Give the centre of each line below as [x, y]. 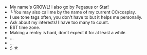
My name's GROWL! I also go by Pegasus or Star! [59, 7]
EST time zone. [25, 27]
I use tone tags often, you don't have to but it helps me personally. [76, 17]
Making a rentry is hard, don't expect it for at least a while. [68, 33]
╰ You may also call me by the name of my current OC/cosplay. [73, 12]
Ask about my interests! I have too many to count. [59, 22]
